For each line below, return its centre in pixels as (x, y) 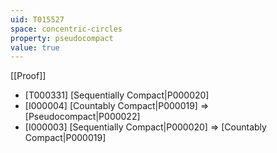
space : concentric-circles (66, 29)
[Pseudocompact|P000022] (82, 117)
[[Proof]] (28, 76)
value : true (35, 47)
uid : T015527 (37, 19)
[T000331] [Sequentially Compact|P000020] (117, 95)
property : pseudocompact (62, 38)
